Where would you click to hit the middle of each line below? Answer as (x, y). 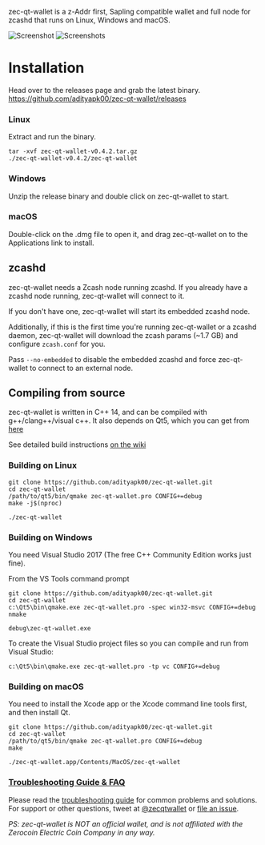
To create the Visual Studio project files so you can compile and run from (129, 643)
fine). (17, 563)
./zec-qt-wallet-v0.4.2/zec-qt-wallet (73, 159)
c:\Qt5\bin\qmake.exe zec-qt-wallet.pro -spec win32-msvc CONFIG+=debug (132, 608)
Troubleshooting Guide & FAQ (67, 783)
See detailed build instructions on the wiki (77, 445)
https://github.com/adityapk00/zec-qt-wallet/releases (97, 99)
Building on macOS (46, 686)
